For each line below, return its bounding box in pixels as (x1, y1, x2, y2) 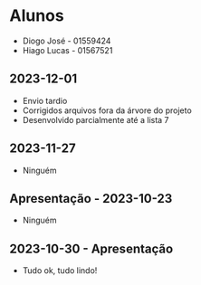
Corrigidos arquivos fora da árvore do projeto (22, 105, 192, 116)
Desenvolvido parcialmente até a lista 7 (22, 114, 169, 125)
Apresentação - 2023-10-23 (9, 191, 173, 206)
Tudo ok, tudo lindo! (22, 265, 98, 276)
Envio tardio (22, 95, 68, 106)
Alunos (9, 5, 65, 26)
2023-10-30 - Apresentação (9, 241, 174, 256)
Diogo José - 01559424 (22, 35, 111, 46)
